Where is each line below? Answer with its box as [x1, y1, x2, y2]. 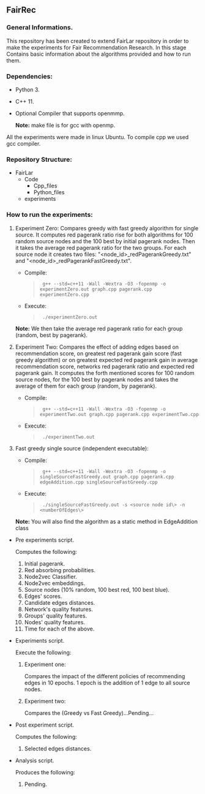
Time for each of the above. [24, 625, 95, 632]
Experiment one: [24, 660, 66, 668]
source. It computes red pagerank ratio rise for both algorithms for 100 [15, 231, 194, 238]
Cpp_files [33, 182, 58, 189]
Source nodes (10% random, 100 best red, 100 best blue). [24, 586, 170, 593]
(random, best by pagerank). [15, 331, 88, 339]
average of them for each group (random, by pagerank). [15, 382, 157, 390]
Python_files [33, 189, 65, 196]
